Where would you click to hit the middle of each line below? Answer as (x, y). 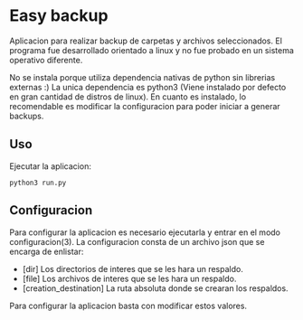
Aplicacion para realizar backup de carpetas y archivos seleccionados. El (146, 41)
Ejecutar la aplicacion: (51, 166)
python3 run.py (38, 183)
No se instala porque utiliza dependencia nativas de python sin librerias (142, 77)
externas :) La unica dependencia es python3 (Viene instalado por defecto (148, 87)
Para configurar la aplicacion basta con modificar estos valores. (128, 306)
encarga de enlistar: (47, 251)
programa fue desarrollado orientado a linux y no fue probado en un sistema (151, 50)
